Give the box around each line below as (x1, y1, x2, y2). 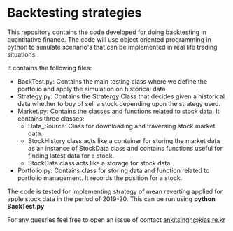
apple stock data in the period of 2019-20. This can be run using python (7, 194, 216, 203)
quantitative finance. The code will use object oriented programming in (7, 35, 211, 43)
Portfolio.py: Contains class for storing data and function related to (17, 166, 210, 174)
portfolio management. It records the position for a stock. (17, 173, 183, 182)
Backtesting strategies (7, 5, 142, 21)
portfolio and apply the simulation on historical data (17, 84, 166, 93)
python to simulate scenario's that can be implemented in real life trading (7, 43, 218, 51)
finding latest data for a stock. (27, 151, 114, 160)
